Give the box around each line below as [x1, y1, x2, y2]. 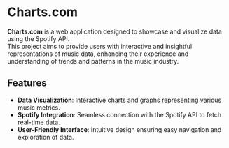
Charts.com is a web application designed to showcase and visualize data [7, 27, 223, 36]
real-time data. [17, 118, 61, 126]
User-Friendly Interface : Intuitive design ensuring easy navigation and [17, 125, 222, 133]
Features [7, 77, 47, 89]
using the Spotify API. [7, 34, 70, 43]
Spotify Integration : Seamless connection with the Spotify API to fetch [17, 110, 222, 119]
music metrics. [17, 103, 61, 112]
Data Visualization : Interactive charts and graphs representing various [17, 96, 222, 104]
